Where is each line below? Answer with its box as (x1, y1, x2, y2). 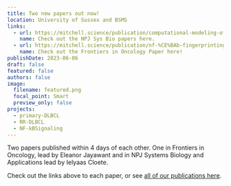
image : (7, 80, 26, 87)
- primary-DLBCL (13, 112, 60, 119)
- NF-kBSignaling (13, 125, 63, 132)
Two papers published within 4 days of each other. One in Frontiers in (7, 143, 205, 152)
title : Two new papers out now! (7, 10, 100, 17)
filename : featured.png (13, 86, 81, 93)
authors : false (7, 73, 51, 81)
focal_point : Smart (13, 93, 69, 100)
